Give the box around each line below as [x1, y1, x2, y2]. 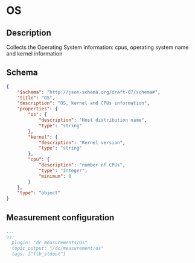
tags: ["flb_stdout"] [11, 251, 66, 257]
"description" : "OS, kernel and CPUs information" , [17, 100, 150, 106]
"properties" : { [17, 106, 59, 112]
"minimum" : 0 [38, 173, 71, 179]
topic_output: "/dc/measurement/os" [11, 245, 104, 251]
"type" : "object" [17, 190, 61, 196]
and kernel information [6, 50, 63, 57]
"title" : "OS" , [17, 95, 56, 101]
